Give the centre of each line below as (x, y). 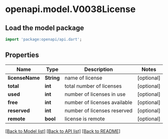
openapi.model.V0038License (70, 9)
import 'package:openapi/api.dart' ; (44, 39)
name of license (83, 78)
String (52, 78)
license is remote (85, 118)
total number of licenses (93, 86)
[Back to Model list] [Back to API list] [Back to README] (63, 131)
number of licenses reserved (99, 110)
